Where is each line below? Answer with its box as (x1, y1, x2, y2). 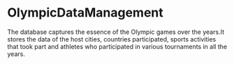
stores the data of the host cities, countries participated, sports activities (7, 35, 217, 43)
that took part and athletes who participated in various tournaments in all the (7, 42, 228, 50)
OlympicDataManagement (7, 5, 164, 21)
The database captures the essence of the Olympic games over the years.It (7, 28, 225, 36)
